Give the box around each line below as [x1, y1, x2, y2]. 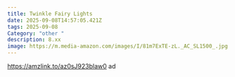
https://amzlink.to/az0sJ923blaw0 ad [7, 62, 116, 70]
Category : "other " [7, 29, 65, 37]
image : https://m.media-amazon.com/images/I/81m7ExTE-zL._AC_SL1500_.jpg [7, 43, 229, 50]
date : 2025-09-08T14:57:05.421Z [7, 17, 102, 24]
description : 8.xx [7, 36, 61, 43]
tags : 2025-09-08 [7, 23, 58, 30]
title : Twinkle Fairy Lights [7, 10, 93, 17]
